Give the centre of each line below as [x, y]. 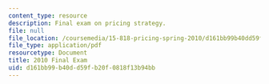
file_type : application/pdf [55, 46]
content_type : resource [48, 16]
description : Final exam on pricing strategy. [87, 23]
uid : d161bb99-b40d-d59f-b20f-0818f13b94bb [82, 68]
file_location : [34, 38]
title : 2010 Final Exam [48, 61]
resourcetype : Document [48, 53]
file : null [26, 30]
